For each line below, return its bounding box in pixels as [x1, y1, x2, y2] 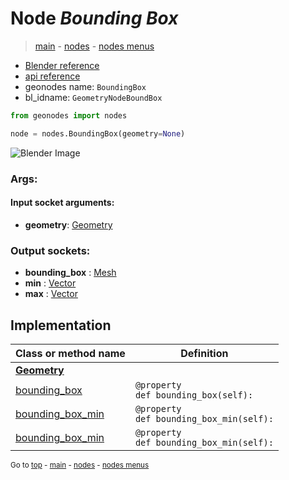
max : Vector [24, 288, 78, 300]
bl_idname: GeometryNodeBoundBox [24, 91, 163, 103]
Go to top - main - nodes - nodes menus [10, 460, 150, 470]
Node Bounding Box [10, 7, 179, 30]
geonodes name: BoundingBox [24, 80, 147, 92]
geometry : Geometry [24, 218, 113, 231]
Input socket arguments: [10, 197, 115, 209]
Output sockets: [10, 243, 91, 257]
